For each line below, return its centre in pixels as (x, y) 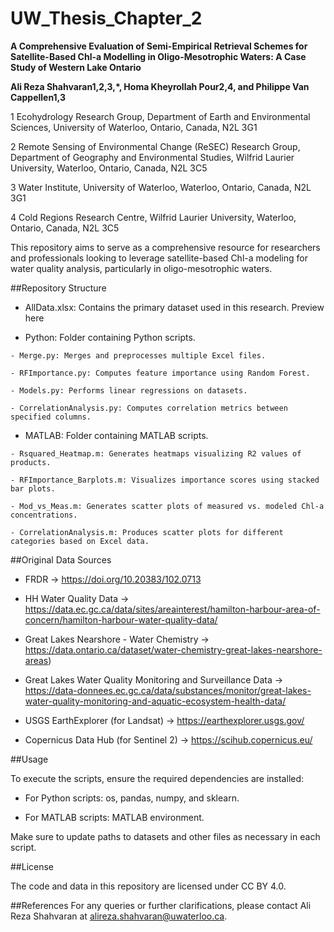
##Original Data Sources (61, 559)
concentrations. (44, 515)
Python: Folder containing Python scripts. (110, 337)
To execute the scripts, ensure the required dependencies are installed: (157, 778)
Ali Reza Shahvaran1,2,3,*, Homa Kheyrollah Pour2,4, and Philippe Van (160, 86)
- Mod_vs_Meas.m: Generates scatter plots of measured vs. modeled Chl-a (167, 506)
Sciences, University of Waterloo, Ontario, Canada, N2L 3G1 (134, 127)
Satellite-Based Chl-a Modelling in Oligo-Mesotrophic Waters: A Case (158, 56)
